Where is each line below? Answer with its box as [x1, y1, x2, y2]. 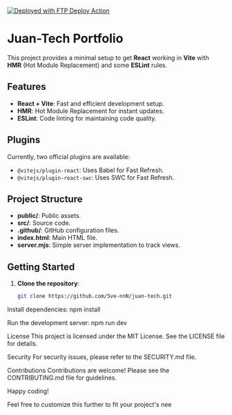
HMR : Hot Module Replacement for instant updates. [17, 107, 164, 115]
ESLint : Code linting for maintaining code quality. [17, 114, 157, 122]
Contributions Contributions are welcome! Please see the [7, 367, 170, 375]
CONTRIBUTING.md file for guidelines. [7, 373, 117, 382]
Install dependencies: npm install [7, 305, 101, 314]
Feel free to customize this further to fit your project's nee [7, 400, 172, 409]
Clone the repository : [17, 279, 80, 288]
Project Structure [7, 193, 83, 205]
